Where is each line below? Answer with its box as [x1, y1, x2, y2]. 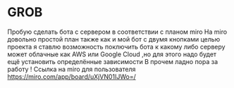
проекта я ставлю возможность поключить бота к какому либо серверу [7, 42, 226, 51]
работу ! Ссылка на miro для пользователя [7, 65, 136, 73]
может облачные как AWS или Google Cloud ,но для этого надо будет [7, 50, 217, 58]
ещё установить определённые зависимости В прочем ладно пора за [7, 57, 218, 65]
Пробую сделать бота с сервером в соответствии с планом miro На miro [7, 27, 228, 36]
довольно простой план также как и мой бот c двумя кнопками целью [7, 34, 221, 43]
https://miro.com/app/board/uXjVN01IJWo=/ [7, 72, 136, 81]
